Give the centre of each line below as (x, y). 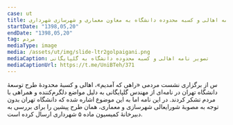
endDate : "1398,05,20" (40, 33)
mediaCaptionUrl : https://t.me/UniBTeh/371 (71, 65)
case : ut (20, 13)
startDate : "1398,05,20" (43, 26)
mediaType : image (32, 46)
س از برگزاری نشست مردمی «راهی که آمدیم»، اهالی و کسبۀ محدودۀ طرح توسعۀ (112, 84)
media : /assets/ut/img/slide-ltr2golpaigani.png (79, 52)
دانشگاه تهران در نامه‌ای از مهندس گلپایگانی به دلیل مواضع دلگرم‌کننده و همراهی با (112, 92)
